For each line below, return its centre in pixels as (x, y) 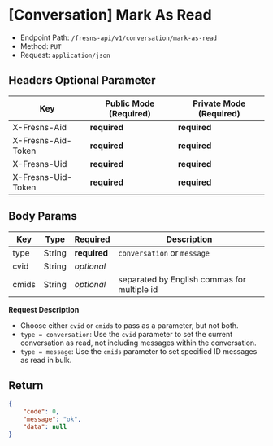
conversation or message (164, 252)
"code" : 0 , (41, 412)
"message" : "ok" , (52, 420)
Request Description (44, 309)
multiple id (138, 289)
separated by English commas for (182, 279)
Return (26, 385)
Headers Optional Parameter (82, 80)
